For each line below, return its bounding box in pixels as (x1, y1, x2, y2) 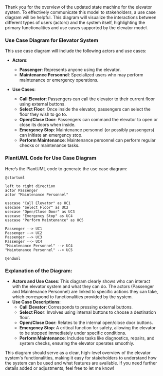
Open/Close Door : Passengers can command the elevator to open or (19, 117, 158, 123)
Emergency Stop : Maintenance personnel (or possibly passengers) (19, 127, 155, 133)
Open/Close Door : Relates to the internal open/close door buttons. (19, 320, 153, 325)
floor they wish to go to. (19, 111, 67, 117)
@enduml (5, 256, 21, 261)
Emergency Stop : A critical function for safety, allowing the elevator (19, 324, 156, 330)
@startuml (5, 175, 25, 180)
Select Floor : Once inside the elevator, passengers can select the (19, 107, 151, 112)
